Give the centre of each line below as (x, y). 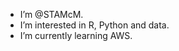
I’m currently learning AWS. (76, 35)
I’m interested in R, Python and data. (94, 25)
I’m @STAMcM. (51, 14)
